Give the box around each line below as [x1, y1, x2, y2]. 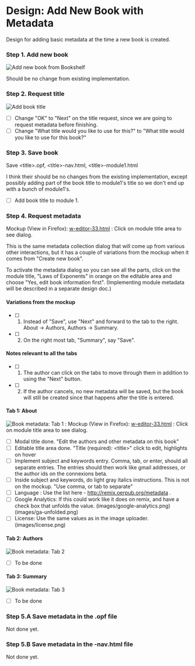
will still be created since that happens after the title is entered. [23, 394, 175, 401]
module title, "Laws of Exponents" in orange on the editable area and [6, 273, 172, 280]
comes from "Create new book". [6, 255, 83, 262]
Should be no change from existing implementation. [6, 75, 130, 83]
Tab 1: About [6, 407, 37, 414]
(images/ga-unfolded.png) [14, 509, 79, 516]
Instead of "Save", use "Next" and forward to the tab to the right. [23, 318, 179, 325]
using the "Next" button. [23, 375, 82, 382]
